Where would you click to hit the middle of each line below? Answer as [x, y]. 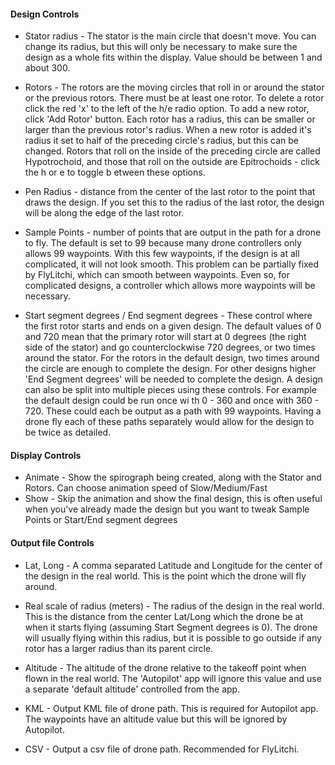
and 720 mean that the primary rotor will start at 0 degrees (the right [165, 337]
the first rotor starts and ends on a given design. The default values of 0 [173, 326]
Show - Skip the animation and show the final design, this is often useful [173, 499]
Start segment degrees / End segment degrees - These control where [168, 316]
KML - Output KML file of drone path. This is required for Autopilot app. [171, 708]
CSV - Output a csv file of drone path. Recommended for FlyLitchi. [162, 749]
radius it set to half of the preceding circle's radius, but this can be [161, 141]
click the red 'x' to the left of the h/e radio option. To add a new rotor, [167, 109]
